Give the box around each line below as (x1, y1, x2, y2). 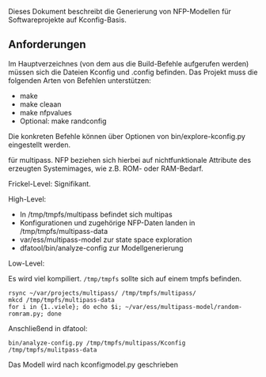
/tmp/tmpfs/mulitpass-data (8, 345, 97, 354)
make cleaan (19, 99, 62, 109)
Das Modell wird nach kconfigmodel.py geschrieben (8, 360, 179, 369)
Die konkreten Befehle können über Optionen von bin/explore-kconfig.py (8, 131, 245, 141)
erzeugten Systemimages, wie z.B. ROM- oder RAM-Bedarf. (8, 164, 203, 173)
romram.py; (8, 310, 44, 318)
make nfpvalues (19, 107, 73, 117)
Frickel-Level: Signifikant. (8, 179, 91, 188)
